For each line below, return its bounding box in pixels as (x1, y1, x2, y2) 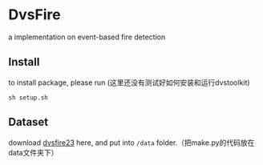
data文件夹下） (8, 147, 59, 157)
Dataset (8, 115, 49, 129)
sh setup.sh (8, 94, 48, 102)
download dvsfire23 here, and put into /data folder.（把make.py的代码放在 (8, 138, 255, 147)
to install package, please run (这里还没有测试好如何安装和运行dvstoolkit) (8, 78, 250, 87)
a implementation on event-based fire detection (8, 32, 166, 42)
